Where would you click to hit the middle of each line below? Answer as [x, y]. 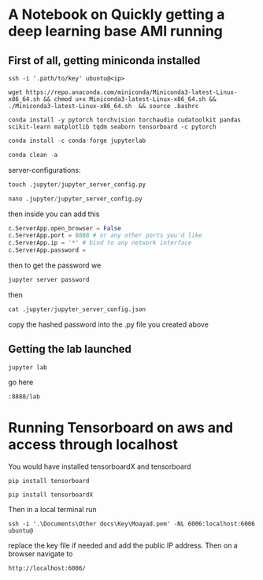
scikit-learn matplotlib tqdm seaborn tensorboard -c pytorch [112, 127]
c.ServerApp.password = [47, 250]
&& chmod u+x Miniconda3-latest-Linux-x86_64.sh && [130, 99]
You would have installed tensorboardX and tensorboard [100, 466]
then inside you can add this [54, 214]
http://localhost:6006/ [47, 568]
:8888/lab [24, 396]
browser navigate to [41, 553]
